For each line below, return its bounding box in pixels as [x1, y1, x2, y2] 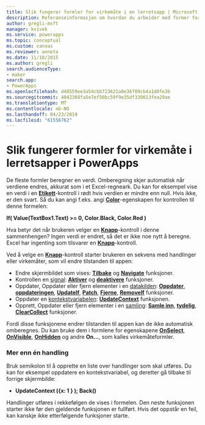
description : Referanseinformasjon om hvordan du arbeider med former [6, 15, 190, 21]
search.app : [6, 77, 37, 83]
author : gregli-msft [6, 20, 59, 26]
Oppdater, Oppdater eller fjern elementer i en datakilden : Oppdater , [15, 283, 185, 290]
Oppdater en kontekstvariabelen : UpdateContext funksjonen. [15, 295, 170, 303]
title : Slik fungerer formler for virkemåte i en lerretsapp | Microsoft [6, 9, 198, 15]
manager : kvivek [6, 26, 48, 32]
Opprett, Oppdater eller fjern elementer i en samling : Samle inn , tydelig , [15, 302, 196, 309]
